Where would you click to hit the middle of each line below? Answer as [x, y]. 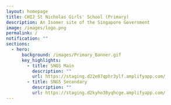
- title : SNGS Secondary [57, 82]
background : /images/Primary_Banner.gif [71, 55]
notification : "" [27, 38]
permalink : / [22, 33]
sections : [18, 44]
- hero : [21, 50]
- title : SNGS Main [51, 66]
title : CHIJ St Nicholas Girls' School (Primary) [68, 17]
